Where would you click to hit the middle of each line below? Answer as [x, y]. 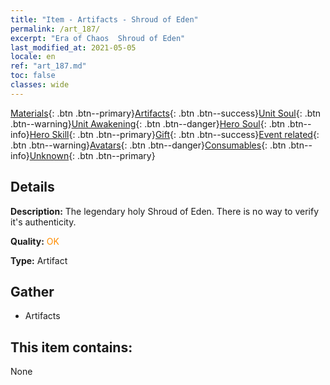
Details [32, 187]
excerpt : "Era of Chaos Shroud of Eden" [98, 38]
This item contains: [71, 347]
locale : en [33, 57]
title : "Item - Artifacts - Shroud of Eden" [104, 19]
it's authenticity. [43, 222]
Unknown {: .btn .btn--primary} [92, 155]
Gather [32, 291]
